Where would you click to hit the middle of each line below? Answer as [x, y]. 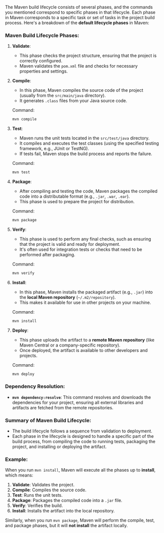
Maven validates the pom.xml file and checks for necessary [79, 66]
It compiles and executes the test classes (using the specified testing [89, 143]
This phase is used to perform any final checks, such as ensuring [85, 239]
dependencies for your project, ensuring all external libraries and [78, 402]
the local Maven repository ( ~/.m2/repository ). [68, 297]
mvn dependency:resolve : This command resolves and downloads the [82, 397]
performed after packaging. [47, 254]
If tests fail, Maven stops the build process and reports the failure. [86, 154]
